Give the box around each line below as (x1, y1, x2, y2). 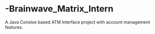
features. (5, 24, 23, 30)
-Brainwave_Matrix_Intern (5, 3, 113, 14)
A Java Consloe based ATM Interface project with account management (5, 19, 151, 25)
